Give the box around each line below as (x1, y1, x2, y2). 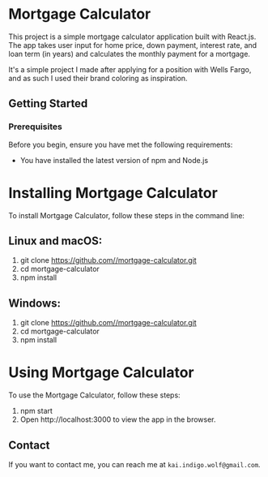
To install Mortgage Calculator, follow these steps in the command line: (8, 210, 245, 220)
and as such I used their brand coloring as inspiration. (8, 73, 188, 83)
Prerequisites (8, 121, 62, 132)
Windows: (8, 296, 62, 310)
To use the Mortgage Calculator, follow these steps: (8, 390, 181, 400)
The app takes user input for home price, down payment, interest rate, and (8, 40, 257, 49)
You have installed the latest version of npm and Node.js (19, 155, 209, 165)
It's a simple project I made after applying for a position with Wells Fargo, (8, 64, 252, 74)
